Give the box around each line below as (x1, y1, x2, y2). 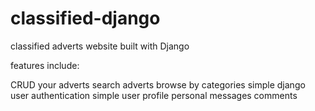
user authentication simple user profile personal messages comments (10, 89, 298, 101)
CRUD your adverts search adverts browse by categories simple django (10, 78, 306, 91)
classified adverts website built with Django (10, 40, 190, 52)
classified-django (10, 7, 161, 30)
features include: (10, 59, 80, 71)
